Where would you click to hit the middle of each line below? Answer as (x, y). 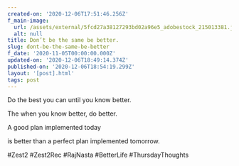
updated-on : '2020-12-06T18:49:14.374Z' (68, 60)
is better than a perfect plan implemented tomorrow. (84, 141)
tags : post (23, 80)
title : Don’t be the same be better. (63, 40)
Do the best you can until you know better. (69, 100)
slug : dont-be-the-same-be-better (59, 47)
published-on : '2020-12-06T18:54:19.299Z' (71, 67)
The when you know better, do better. (62, 114)
